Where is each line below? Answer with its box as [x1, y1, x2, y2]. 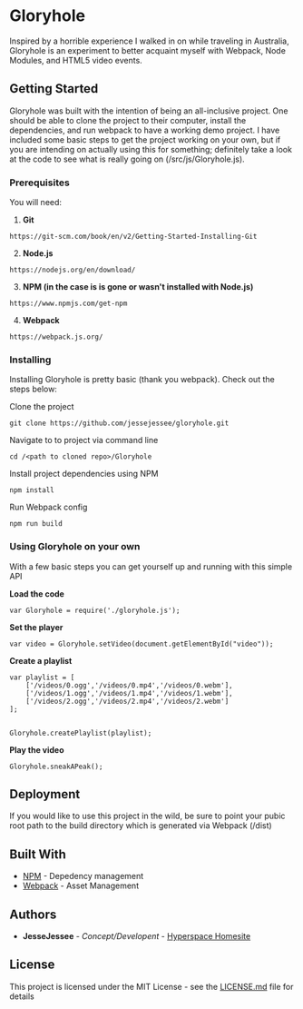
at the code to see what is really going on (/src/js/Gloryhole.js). [9, 153, 245, 164]
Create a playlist [9, 655, 73, 666]
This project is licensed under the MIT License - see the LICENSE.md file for [9, 981, 294, 992]
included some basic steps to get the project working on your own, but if [9, 134, 281, 145]
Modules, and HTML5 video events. [9, 54, 142, 65]
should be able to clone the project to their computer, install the [9, 114, 247, 125]
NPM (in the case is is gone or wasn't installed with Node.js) [22, 282, 254, 292]
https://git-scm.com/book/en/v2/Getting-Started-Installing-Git [9, 232, 258, 242]
